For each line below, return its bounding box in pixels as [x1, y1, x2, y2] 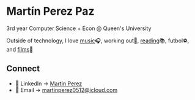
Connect [6, 63, 40, 74]
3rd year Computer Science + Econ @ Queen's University [6, 25, 152, 32]
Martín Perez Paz [6, 4, 95, 18]
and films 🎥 [6, 45, 34, 53]
